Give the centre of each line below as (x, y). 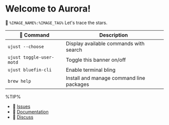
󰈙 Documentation (30, 111)
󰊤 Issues (21, 106)
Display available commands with (105, 43)
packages (77, 84)
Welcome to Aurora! (48, 9)
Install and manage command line (105, 78)
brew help (19, 81)
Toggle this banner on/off (96, 60)
